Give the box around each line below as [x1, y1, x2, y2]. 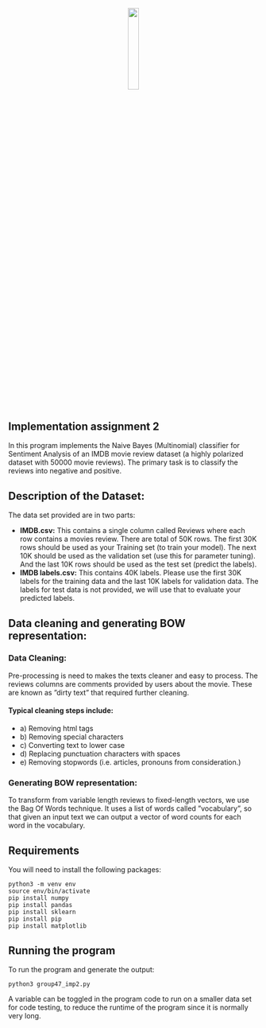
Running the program [8, 944, 116, 957]
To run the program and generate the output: [8, 964, 155, 974]
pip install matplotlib [8, 922, 87, 930]
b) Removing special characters [19, 732, 124, 742]
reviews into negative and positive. [8, 466, 122, 476]
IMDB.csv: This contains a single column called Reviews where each [19, 526, 246, 535]
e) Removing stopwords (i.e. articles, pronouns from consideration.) [19, 757, 241, 767]
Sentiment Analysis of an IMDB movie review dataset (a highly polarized [8, 450, 244, 459]
